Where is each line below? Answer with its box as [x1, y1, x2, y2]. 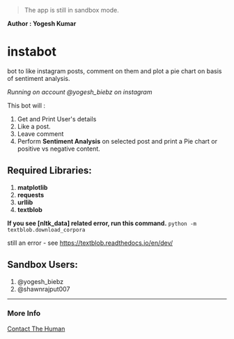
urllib [17, 198, 33, 206]
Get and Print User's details [17, 114, 97, 123]
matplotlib [17, 183, 48, 191]
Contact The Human [7, 324, 65, 333]
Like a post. [17, 122, 51, 130]
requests [17, 190, 45, 199]
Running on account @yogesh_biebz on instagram [7, 87, 153, 96]
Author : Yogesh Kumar [7, 20, 77, 27]
